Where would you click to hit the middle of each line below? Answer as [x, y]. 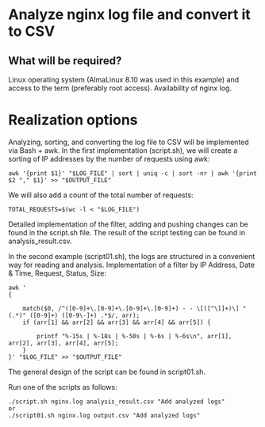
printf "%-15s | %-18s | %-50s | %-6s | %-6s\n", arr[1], [134, 336]
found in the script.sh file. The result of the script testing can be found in [127, 232]
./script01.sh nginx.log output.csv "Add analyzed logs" [104, 415]
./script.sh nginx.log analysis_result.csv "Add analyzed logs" [117, 402]
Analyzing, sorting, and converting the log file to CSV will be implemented [129, 142]
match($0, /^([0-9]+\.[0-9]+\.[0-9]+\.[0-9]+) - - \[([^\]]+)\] [131, 308]
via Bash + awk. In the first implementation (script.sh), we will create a [123, 150]
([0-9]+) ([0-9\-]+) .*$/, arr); [84, 315]
